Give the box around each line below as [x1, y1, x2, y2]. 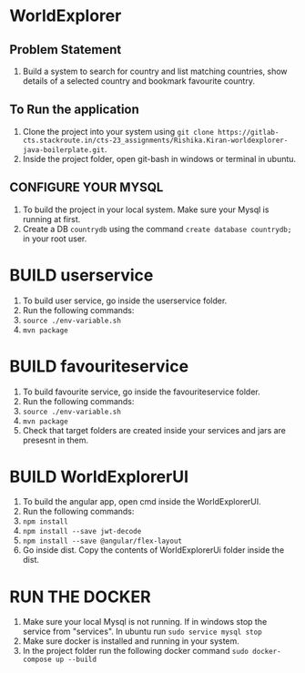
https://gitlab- [218, 127, 280, 137]
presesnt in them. [22, 434, 89, 445]
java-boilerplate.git [22, 145, 105, 155]
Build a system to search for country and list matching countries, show [22, 66, 289, 76]
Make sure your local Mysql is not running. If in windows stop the [22, 617, 268, 627]
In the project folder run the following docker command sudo [22, 646, 249, 657]
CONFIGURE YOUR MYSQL [9, 179, 164, 196]
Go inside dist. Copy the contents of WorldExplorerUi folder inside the [22, 545, 285, 556]
